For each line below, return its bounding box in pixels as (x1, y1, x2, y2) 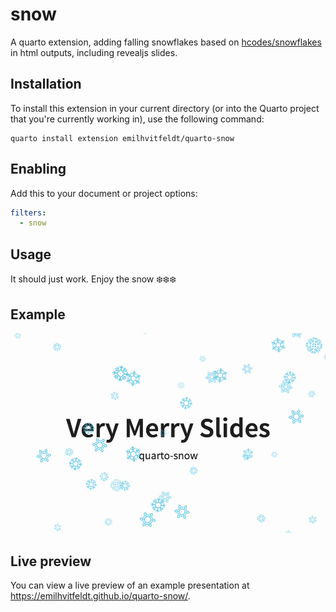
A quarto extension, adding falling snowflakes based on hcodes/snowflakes (10, 36, 322, 48)
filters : (10, 208, 47, 218)
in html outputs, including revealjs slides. (10, 46, 178, 58)
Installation (10, 76, 82, 93)
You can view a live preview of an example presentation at (10, 579, 250, 592)
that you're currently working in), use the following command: (10, 113, 265, 125)
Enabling (10, 161, 67, 178)
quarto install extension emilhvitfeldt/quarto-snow (10, 133, 235, 143)
